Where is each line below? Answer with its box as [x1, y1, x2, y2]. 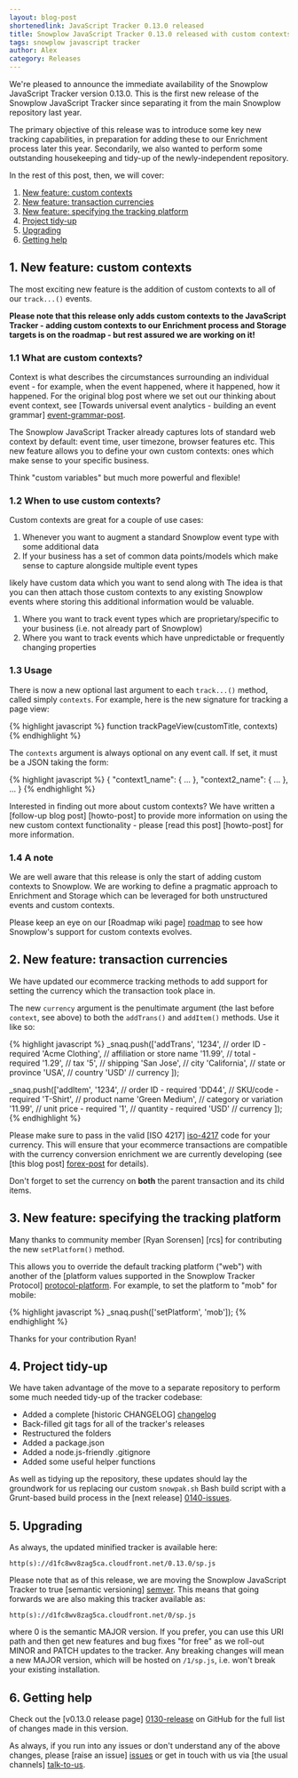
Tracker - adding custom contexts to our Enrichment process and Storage [9, 319, 286, 330]
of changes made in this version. [9, 1723, 129, 1734]
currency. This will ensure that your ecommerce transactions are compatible [9, 1139, 288, 1150]
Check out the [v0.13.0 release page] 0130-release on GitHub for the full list [9, 1714, 286, 1725]
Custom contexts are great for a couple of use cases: [9, 515, 204, 526]
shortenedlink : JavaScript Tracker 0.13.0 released [9, 21, 204, 30]
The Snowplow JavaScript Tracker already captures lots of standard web [9, 427, 277, 438]
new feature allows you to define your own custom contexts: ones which [9, 446, 274, 456]
